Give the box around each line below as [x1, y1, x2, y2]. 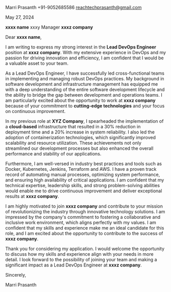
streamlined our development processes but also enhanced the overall [5, 145, 154, 151]
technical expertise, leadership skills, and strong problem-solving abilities [5, 183, 160, 188]
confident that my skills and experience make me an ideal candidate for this [5, 225, 164, 231]
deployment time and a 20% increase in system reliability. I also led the [5, 129, 155, 135]
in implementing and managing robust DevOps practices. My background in [5, 76, 164, 81]
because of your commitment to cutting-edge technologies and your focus [5, 103, 165, 109]
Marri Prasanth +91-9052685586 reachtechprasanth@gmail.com [5, 5, 142, 10]
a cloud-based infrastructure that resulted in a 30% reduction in [5, 124, 141, 129]
